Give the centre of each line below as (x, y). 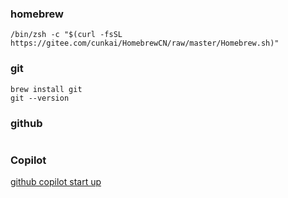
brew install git (46, 89)
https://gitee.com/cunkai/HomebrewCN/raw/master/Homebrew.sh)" (145, 43)
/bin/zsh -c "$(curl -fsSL (66, 35)
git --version (40, 98)
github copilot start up (56, 182)
